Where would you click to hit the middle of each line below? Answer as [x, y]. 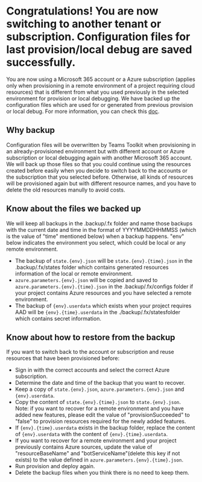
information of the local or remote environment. [74, 274]
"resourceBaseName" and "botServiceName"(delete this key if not [97, 454]
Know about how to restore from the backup [91, 337]
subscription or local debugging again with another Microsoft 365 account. [99, 158]
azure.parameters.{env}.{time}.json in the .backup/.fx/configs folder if [104, 286]
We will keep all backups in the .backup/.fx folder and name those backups [99, 223]
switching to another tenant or [84, 24]
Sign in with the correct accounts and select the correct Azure [92, 370]
